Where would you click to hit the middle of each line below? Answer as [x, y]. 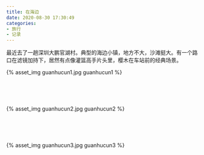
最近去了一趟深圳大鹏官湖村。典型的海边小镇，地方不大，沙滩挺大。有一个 [99, 53]
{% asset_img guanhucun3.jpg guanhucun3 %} [66, 145]
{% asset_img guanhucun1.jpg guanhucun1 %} [64, 72]
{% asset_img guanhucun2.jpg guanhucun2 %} [66, 109]
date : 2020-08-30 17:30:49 [40, 18]
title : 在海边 [23, 12]
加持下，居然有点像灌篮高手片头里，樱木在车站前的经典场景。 [104, 60]
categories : [21, 23]
